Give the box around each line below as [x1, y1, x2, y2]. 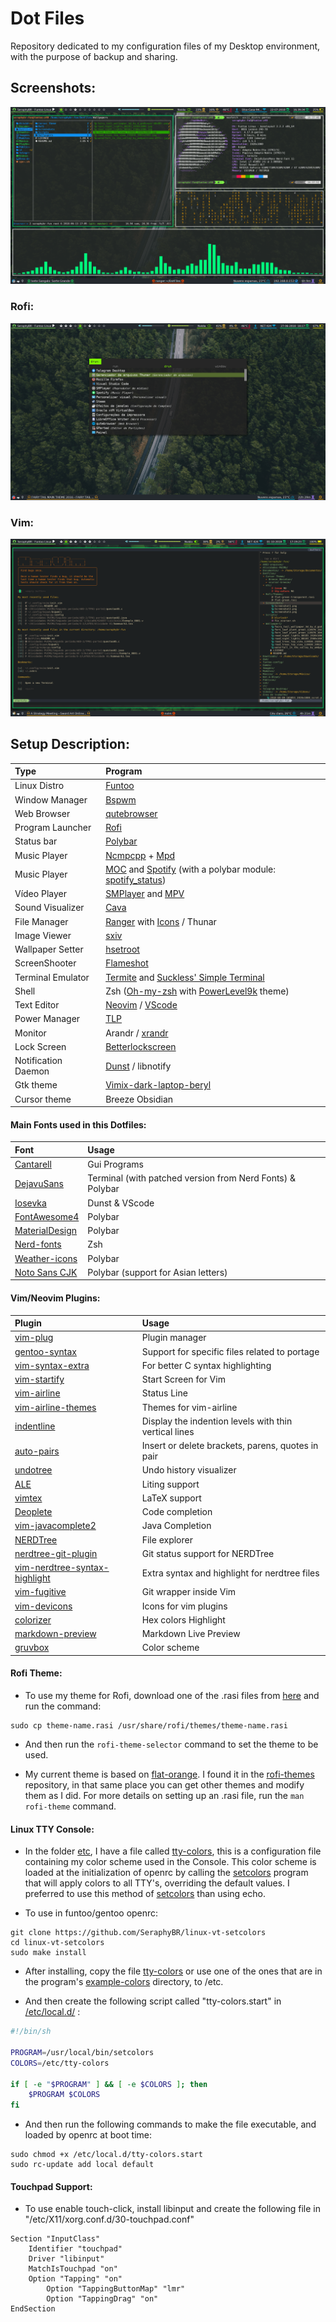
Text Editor [14, 999, 60, 1011]
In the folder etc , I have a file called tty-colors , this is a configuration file [24, 1845, 322, 1857]
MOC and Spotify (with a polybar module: [105, 863, 277, 875]
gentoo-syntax [14, 1345, 78, 1357]
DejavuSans [14, 1177, 64, 1189]
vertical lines [141, 1425, 195, 1437]
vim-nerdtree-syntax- [14, 1562, 110, 1574]
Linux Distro [14, 780, 65, 792]
